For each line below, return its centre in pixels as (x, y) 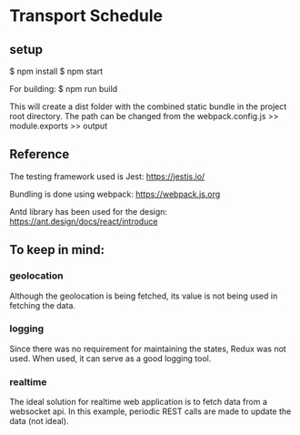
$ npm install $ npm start (56, 71)
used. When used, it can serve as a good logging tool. (110, 358)
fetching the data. (42, 305)
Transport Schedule (86, 16)
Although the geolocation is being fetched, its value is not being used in (144, 296)
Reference (40, 154)
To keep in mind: (57, 250)
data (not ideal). (39, 421)
